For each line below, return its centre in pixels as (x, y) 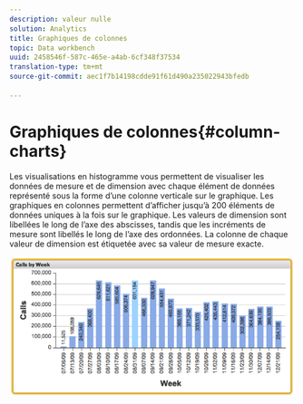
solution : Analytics (49, 29)
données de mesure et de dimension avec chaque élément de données (142, 186)
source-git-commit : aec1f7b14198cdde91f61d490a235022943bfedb (129, 77)
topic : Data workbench (52, 48)
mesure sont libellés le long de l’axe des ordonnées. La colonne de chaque (149, 234)
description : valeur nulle (60, 19)
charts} (38, 151)
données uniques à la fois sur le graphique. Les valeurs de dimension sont (148, 215)
